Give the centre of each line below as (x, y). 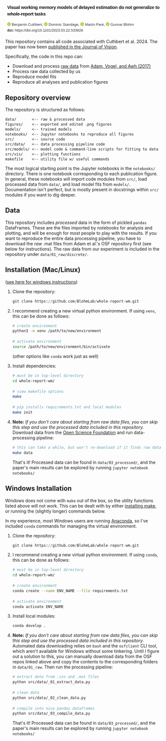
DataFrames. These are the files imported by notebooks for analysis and (79, 227)
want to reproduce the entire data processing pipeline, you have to (73, 238)
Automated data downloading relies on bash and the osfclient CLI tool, (85, 646)
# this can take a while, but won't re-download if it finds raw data (87, 447)
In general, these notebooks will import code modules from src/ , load (76, 179)
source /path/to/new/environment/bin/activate (61, 347)
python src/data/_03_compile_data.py (51, 714)
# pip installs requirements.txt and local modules (67, 407)
